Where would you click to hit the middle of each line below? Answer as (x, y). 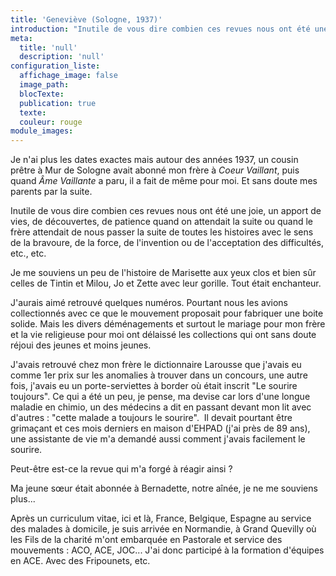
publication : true (58, 103)
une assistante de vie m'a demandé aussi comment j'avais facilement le (158, 439)
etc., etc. (28, 253)
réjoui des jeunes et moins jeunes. (81, 345)
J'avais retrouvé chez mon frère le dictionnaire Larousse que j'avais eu (156, 365)
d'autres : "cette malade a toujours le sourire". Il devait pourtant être (151, 418)
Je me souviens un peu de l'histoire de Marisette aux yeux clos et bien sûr (163, 273)
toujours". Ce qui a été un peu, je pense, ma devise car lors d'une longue (160, 397)
